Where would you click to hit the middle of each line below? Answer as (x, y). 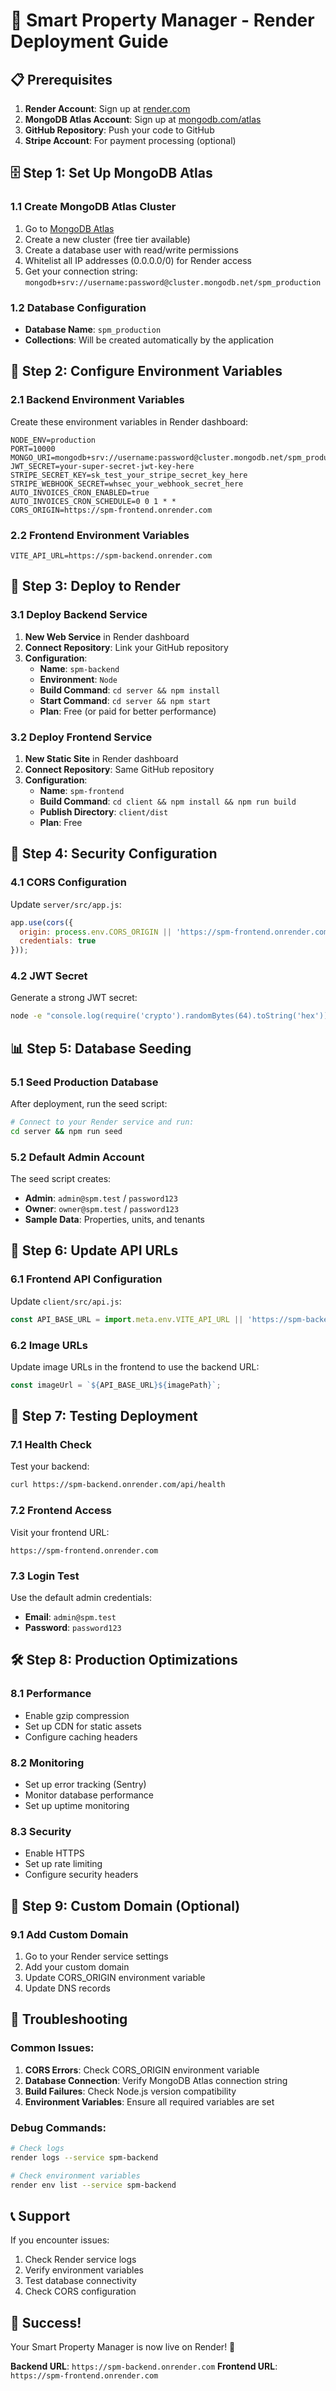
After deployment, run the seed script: (89, 1103)
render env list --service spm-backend (93, 2185)
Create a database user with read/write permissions (131, 250)
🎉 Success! (46, 2322)
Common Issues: (52, 2048)
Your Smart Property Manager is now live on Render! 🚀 (123, 2347)
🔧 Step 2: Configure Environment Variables (146, 371)
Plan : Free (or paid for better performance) (128, 711)
